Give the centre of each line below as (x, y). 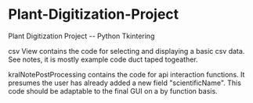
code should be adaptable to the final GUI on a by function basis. (113, 91)
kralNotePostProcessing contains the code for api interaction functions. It (127, 74)
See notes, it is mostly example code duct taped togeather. (103, 59)
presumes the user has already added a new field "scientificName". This (125, 83)
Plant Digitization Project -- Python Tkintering (81, 36)
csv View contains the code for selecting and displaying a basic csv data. (127, 51)
